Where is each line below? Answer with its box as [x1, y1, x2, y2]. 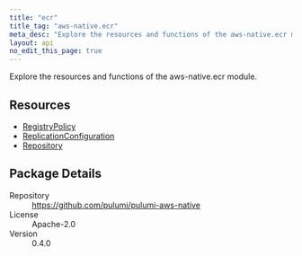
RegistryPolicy [22, 120, 76, 131]
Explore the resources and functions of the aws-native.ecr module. [9, 71, 258, 82]
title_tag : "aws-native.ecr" [9, 22, 119, 31]
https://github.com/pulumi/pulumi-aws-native [31, 199, 200, 210]
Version [9, 228, 38, 239]
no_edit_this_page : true [9, 47, 102, 56]
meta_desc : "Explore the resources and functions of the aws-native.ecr [9, 30, 288, 39]
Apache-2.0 [31, 218, 76, 229]
